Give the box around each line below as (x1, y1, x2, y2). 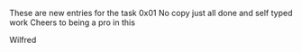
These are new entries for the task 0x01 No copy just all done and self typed (9, 8, 293, 18)
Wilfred (9, 35, 37, 45)
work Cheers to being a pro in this (9, 17, 135, 28)
